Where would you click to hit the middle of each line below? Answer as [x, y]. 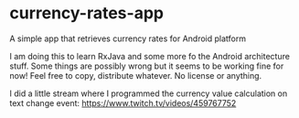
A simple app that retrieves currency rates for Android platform [128, 38]
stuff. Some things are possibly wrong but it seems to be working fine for [147, 66]
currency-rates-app [87, 13]
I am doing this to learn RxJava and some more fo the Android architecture [150, 56]
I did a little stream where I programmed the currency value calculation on [149, 93]
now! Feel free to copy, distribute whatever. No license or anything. [136, 75]
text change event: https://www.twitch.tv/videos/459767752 [123, 102]
